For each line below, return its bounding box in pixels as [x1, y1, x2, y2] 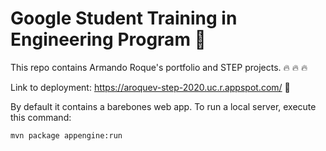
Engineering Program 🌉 [10, 28, 207, 51]
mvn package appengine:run [10, 130, 123, 141]
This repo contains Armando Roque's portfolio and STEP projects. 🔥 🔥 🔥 [10, 61, 308, 73]
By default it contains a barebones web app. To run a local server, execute [10, 100, 317, 112]
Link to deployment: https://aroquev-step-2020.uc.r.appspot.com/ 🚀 [10, 81, 291, 93]
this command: [10, 111, 72, 123]
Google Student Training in [10, 7, 238, 30]
